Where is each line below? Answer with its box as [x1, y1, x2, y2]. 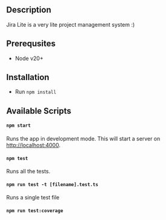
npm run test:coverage [6, 208, 63, 214]
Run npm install [14, 88, 57, 96]
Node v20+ [14, 55, 43, 62]
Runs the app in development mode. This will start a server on [6, 135, 161, 142]
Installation [6, 72, 49, 82]
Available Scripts [6, 105, 71, 116]
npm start [6, 122, 31, 129]
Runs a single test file [6, 194, 60, 201]
